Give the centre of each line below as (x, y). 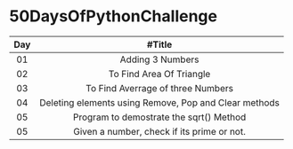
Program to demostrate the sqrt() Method (159, 117)
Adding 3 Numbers (159, 59)
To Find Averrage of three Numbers (160, 88)
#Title (159, 44)
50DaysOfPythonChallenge (114, 16)
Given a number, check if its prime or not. (160, 131)
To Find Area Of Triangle (159, 74)
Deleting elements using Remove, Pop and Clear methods (160, 102)
